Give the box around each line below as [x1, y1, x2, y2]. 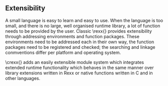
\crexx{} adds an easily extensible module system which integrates [5, 59, 144, 65]
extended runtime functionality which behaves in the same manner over [5, 64, 154, 70]
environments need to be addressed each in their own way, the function [5, 39, 154, 45]
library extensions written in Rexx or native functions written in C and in [5, 70, 153, 76]
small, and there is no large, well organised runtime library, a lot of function [5, 23, 160, 29]
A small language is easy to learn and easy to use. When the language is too [5, 17, 163, 23]
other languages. [5, 75, 41, 81]
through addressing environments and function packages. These [5, 33, 140, 39]
